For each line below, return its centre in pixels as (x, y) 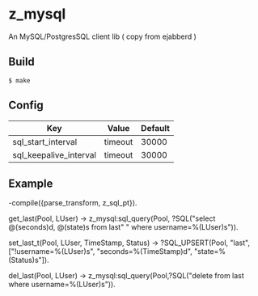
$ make (19, 80)
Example (31, 183)
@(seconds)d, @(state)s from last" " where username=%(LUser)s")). (123, 227)
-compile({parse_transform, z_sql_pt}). (73, 203)
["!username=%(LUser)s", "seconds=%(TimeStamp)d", (100, 252)
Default (155, 128)
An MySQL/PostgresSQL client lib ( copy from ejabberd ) (102, 36)
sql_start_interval (45, 142)
